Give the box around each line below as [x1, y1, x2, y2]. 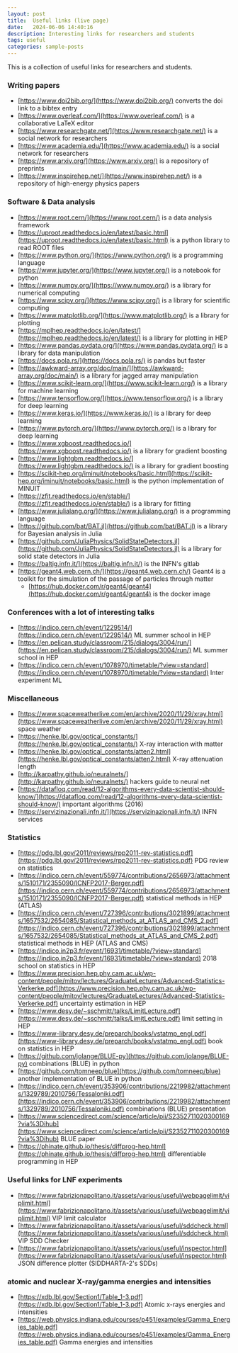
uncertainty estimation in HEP [59, 1000, 147, 1008]
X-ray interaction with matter [139, 740, 223, 748]
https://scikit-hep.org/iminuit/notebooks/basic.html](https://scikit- [20, 469, 212, 477]
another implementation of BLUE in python [17, 1075, 142, 1083]
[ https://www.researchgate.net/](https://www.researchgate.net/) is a [17, 127, 218, 135]
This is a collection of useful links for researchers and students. [7, 63, 193, 71]
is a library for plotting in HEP [142, 334, 228, 342]
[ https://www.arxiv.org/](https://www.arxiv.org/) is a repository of [17, 157, 209, 165]
